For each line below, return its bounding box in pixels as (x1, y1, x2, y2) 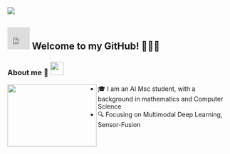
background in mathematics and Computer (98, 94, 224, 103)
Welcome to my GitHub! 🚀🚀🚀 (31, 40, 160, 53)
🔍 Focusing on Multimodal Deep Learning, (98, 110, 223, 119)
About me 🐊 (7, 67, 48, 77)
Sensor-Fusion (98, 120, 141, 128)
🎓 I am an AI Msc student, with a (98, 84, 196, 93)
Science (98, 102, 122, 111)
